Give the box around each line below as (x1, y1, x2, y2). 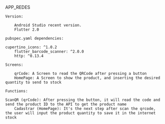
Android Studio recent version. (14, 23, 82, 28)
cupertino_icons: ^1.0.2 (5, 45, 57, 50)
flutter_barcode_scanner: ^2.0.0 (14, 49, 84, 54)
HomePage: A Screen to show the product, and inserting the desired (14, 75, 160, 80)
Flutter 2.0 (14, 27, 39, 32)
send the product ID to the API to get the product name (5, 102, 127, 107)
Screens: (5, 62, 24, 67)
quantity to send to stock (5, 80, 62, 85)
